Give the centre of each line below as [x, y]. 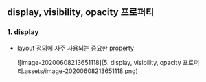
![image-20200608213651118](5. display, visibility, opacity [99, 62]
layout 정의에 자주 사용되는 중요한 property [75, 48]
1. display [23, 32]
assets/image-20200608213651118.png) [81, 71]
